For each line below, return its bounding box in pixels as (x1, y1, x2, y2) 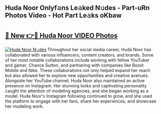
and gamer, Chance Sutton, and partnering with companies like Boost (5, 62, 144, 68)
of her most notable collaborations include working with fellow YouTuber (5, 57, 150, 63)
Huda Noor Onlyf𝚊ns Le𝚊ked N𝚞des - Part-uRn (5, 4, 150, 12)
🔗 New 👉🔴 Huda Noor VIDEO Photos (5, 31, 118, 40)
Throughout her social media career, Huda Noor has (48, 47, 152, 52)
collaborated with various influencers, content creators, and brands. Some (5, 52, 154, 57)
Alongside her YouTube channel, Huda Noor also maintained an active (5, 78, 145, 84)
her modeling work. (5, 103, 44, 109)
